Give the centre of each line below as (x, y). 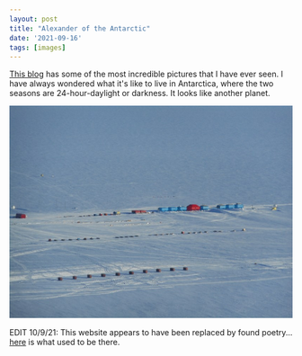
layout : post (34, 19)
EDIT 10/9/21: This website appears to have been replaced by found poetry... (151, 333)
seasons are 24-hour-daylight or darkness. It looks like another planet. (140, 93)
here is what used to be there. (65, 343)
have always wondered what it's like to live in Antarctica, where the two (142, 84)
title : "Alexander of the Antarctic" (80, 28)
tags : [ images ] (38, 48)
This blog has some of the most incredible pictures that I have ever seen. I (146, 74)
